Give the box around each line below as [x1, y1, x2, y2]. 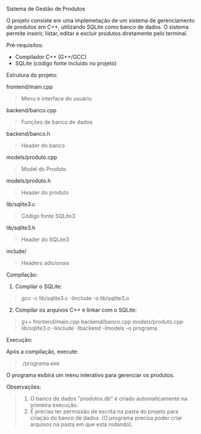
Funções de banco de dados [21, 118, 93, 125]
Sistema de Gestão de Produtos [6, 5, 86, 12]
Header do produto [21, 189, 69, 196]
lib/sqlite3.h [6, 224, 36, 231]
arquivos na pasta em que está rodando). [30, 421, 133, 428]
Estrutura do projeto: [6, 72, 58, 78]
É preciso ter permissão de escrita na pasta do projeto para [30, 408, 179, 415]
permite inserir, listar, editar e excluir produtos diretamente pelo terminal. [6, 30, 188, 37]
